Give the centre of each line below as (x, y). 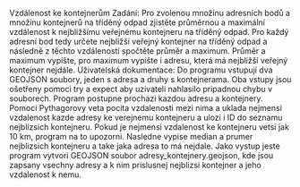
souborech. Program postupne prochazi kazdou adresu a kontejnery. (136, 98)
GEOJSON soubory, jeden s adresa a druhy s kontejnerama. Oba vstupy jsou (150, 79)
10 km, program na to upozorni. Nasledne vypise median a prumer (131, 136)
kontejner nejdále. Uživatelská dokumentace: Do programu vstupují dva (141, 70)
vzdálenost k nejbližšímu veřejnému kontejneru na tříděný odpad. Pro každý (149, 32)
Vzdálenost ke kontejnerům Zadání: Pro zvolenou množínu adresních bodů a (150, 13)
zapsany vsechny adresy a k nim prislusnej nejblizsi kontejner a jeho (135, 165)
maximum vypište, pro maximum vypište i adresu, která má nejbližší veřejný (149, 60)
